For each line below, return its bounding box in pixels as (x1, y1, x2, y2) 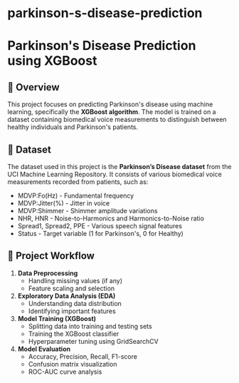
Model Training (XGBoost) (17, 314, 97, 322)
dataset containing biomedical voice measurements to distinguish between (7, 116, 227, 124)
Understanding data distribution (28, 299, 122, 307)
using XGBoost (7, 53, 97, 69)
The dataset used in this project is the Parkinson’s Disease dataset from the (7, 163, 232, 170)
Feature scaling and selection (28, 284, 115, 292)
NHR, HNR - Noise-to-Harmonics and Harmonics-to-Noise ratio (17, 214, 205, 223)
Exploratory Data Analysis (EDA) (17, 291, 116, 300)
